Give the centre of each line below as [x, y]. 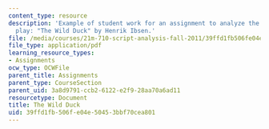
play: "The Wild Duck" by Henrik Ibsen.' [86, 30]
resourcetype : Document [48, 98]
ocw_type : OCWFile [39, 68]
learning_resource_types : [51, 53]
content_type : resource [48, 16]
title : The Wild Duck [44, 105]
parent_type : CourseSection [55, 83]
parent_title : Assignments [53, 75]
